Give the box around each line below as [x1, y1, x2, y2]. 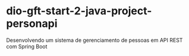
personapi [6, 17, 58, 30]
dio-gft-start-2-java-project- [6, 4, 152, 18]
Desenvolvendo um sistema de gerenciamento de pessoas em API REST [6, 36, 183, 43]
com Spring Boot [6, 43, 48, 50]
